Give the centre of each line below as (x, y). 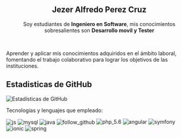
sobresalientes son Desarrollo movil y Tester (99, 30)
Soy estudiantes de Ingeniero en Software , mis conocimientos (99, 24)
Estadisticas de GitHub (49, 84)
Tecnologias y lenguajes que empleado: (55, 110)
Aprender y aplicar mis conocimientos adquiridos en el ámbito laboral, (91, 53)
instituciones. (22, 66)
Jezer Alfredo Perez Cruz (99, 10)
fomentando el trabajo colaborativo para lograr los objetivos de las (87, 59)
